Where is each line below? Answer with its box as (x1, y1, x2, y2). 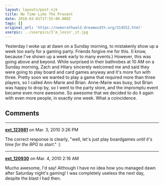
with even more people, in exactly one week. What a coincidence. (5, 95, 138, 101)
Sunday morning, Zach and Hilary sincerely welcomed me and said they (5, 64, 150, 70)
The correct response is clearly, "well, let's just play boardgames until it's (5, 136, 153, 142)
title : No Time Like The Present (5, 12, 73, 17)
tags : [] (5, 21, 23, 26)
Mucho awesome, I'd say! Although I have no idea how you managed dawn (5, 165, 156, 171)
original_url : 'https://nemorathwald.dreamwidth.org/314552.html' (5, 25, 143, 30)
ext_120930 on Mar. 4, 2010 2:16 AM (5, 155, 79, 161)
